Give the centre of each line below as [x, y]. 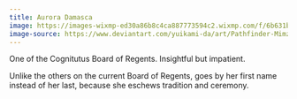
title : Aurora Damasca [51, 17]
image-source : [35, 34]
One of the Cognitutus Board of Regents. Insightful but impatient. [127, 59]
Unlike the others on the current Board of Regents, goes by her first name [143, 76]
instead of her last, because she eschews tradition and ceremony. [129, 86]
